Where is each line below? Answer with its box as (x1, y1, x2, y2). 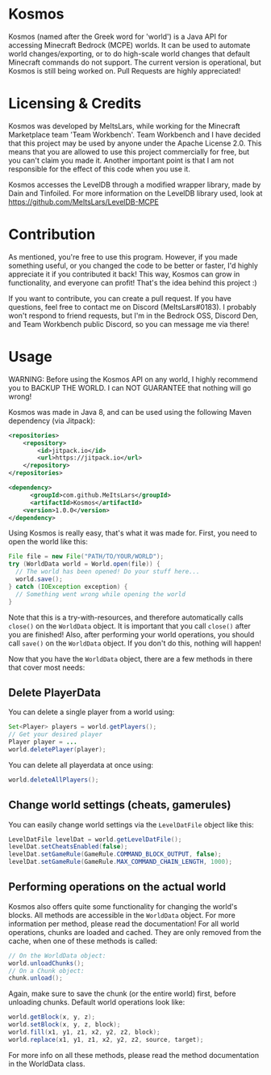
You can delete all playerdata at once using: (8, 760, 154, 769)
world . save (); (15, 575, 63, 583)
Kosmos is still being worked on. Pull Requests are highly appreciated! (8, 66, 241, 75)
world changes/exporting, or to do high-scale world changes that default (8, 49, 251, 58)
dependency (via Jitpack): (8, 416, 95, 425)
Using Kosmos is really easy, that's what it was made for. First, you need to (8, 528, 257, 538)
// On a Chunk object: (8, 967, 85, 975)
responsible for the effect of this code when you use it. (8, 163, 191, 174)
